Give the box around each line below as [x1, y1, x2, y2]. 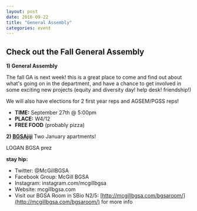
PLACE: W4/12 [14, 115, 51, 122]
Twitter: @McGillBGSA [14, 167, 69, 174]
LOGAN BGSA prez [6, 145, 52, 152]
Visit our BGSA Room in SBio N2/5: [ [14, 192, 102, 199]
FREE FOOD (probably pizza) [14, 122, 85, 129]
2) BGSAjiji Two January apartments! [6, 133, 96, 140]
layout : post [6, 8, 38, 15]
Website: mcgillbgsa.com [14, 186, 76, 193]
